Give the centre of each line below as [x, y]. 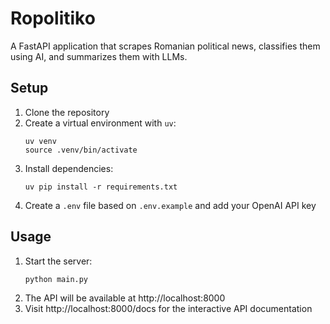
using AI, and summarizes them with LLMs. [99, 56]
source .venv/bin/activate [81, 150]
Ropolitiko [53, 18]
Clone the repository [67, 112]
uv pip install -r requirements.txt [101, 187]
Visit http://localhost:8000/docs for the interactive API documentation [168, 308]
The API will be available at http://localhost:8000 [125, 298]
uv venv [40, 141]
